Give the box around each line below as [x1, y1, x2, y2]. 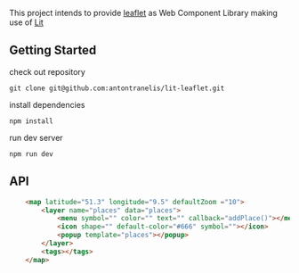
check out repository [9, 66, 86, 77]
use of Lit [9, 17, 44, 28]
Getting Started [9, 43, 97, 58]
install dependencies [9, 99, 85, 110]
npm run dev [9, 149, 53, 159]
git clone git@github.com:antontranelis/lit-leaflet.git [9, 84, 225, 93]
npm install [9, 116, 53, 126]
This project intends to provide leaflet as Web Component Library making [9, 8, 279, 18]
